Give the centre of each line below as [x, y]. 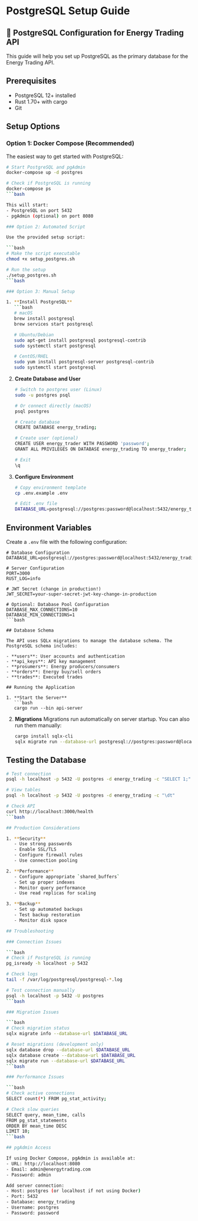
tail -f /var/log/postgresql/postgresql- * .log [64, 980]
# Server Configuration [35, 568]
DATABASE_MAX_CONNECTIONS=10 [42, 610]
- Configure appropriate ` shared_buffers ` [67, 877]
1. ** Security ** [26, 839]
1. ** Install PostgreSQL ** [39, 302]
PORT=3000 [18, 573]
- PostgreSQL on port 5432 [39, 210]
